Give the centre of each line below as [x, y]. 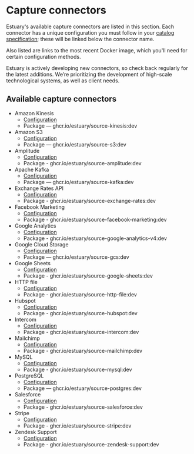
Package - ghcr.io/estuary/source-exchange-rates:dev [89, 201]
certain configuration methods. [44, 56]
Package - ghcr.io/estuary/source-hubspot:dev [81, 313]
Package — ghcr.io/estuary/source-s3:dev [75, 144]
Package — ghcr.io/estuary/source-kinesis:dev [80, 126]
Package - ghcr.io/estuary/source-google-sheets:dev [88, 276]
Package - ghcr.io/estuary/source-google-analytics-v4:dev [95, 238]
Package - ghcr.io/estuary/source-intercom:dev [81, 332]
